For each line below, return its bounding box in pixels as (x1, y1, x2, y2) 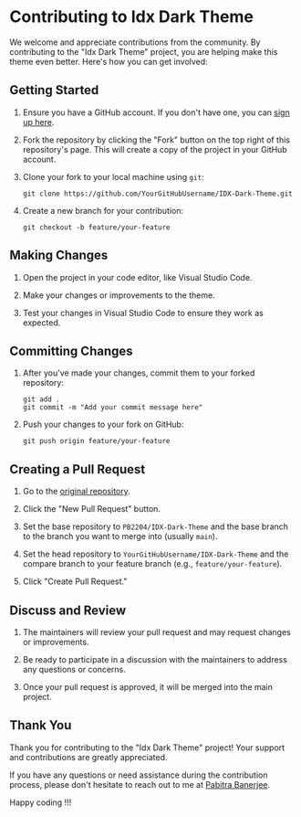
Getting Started (9, 82, 99, 98)
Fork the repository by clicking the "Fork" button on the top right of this (22, 134, 290, 145)
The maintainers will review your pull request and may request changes (22, 627, 292, 637)
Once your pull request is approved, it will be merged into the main (22, 682, 274, 692)
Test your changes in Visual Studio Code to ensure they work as (22, 307, 265, 318)
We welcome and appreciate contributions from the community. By (9, 37, 261, 48)
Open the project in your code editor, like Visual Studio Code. (22, 271, 253, 282)
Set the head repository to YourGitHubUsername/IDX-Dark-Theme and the (22, 548, 289, 559)
